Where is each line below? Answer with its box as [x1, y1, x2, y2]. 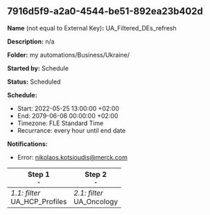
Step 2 [84, 169, 107, 179]
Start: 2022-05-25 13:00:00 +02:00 [17, 104, 120, 113]
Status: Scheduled [7, 77, 61, 86]
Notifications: [7, 140, 48, 148]
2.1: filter [73, 188, 104, 198]
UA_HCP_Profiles [10, 196, 67, 206]
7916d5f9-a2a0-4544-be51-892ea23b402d [7, 6, 203, 17]
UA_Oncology [73, 196, 119, 206]
